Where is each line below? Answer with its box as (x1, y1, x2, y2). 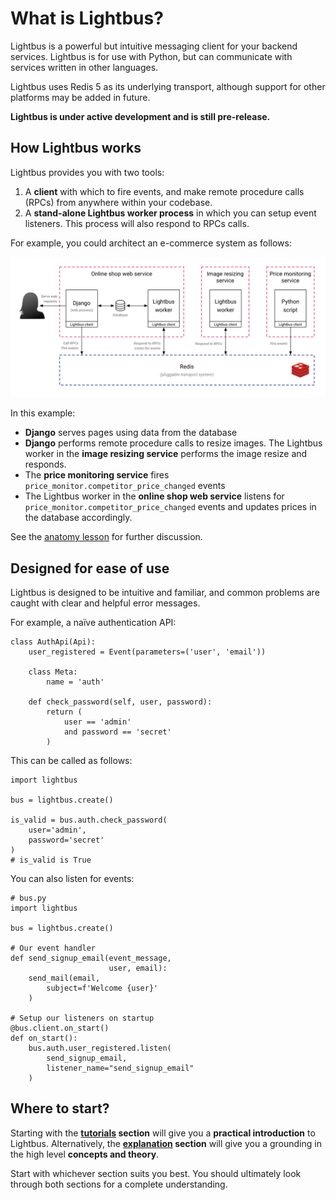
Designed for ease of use (10, 560, 170, 577)
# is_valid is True (10, 855, 92, 865)
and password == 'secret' (63, 727, 172, 737)
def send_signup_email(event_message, (10, 953, 172, 963)
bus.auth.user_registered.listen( (28, 1043, 172, 1053)
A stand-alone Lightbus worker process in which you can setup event (24, 207, 317, 219)
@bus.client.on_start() (10, 1023, 110, 1033)
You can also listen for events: (10, 873, 135, 884)
